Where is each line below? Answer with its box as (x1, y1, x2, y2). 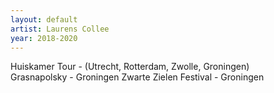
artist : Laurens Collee (10, 24, 110, 34)
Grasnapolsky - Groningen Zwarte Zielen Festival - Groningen (10, 71, 265, 83)
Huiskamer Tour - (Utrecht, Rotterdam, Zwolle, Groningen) (10, 61, 250, 73)
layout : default (10, 14, 78, 25)
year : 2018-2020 (10, 33, 78, 43)
